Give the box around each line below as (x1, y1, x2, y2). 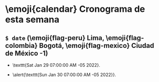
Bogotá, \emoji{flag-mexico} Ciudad (39, 41, 155, 50)
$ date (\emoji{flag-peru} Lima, (5, 34, 105, 42)
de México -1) (5, 49, 48, 57)
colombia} (5, 41, 38, 50)
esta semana (5, 14, 60, 25)
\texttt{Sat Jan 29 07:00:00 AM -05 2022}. (12, 62, 101, 68)
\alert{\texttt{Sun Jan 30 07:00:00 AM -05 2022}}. (12, 72, 116, 78)
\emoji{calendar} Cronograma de (5, 3, 146, 15)
